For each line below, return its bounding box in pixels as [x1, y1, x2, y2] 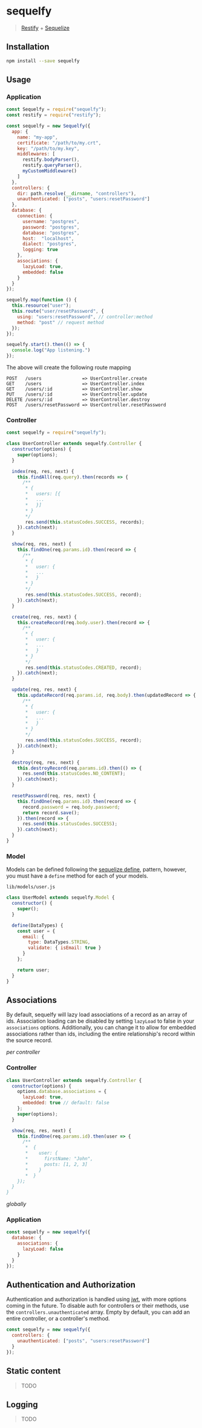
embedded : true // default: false [22, 1100, 110, 1106]
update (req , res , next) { [11, 686, 77, 693]
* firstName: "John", [25, 1156, 94, 1162]
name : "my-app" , [17, 134, 59, 140]
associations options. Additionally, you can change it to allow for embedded [6, 1024, 197, 1031]
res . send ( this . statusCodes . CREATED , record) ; [25, 664, 142, 671]
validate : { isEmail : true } [28, 945, 102, 951]
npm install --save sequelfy [6, 57, 80, 64]
